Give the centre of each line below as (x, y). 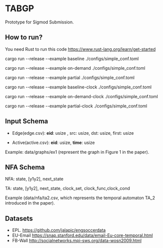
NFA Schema (25, 167)
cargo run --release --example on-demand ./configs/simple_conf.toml (75, 68)
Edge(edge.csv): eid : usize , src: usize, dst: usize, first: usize (73, 133)
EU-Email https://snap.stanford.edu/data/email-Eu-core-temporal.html (82, 235)
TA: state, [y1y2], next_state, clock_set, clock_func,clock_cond (68, 188)
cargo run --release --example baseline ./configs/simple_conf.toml (72, 59)
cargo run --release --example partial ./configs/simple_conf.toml (70, 77)
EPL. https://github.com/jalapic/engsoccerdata (59, 230)
